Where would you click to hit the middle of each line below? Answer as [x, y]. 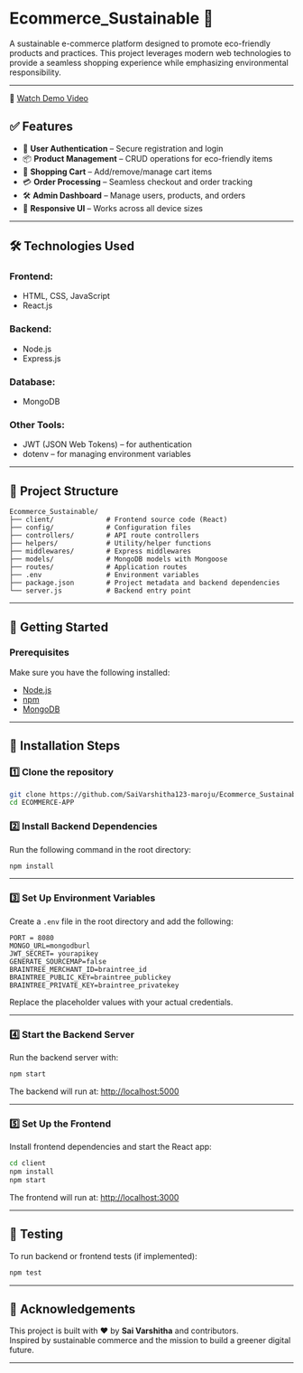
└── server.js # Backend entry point [101, 591]
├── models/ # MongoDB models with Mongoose [119, 559]
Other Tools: [37, 425]
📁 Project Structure [64, 491]
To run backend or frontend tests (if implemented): [103, 1256]
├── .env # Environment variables [105, 575]
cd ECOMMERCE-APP [42, 803]
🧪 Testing [37, 1234]
